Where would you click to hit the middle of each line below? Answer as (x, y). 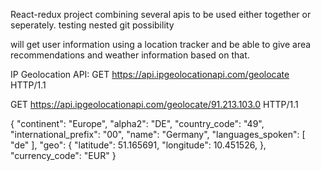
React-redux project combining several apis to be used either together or (161, 14)
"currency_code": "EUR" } (63, 155)
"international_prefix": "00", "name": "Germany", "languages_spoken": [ (158, 134)
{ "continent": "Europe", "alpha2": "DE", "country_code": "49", (137, 123)
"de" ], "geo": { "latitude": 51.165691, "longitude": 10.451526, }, (138, 145)
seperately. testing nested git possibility (92, 25)
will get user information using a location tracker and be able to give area (161, 44)
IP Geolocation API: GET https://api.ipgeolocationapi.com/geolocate (150, 74)
